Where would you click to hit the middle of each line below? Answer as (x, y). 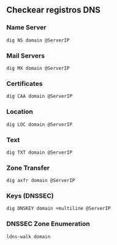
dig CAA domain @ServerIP (39, 96)
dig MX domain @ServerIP (38, 68)
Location (20, 111)
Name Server (26, 28)
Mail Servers (25, 56)
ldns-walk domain (28, 236)
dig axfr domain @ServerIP (41, 181)
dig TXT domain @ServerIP (39, 153)
